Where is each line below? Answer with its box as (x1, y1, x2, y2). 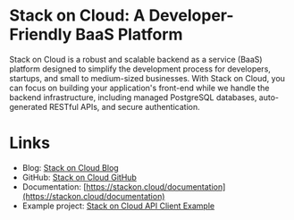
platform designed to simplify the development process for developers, (9, 63, 271, 74)
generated (9, 101, 47, 112)
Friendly (9, 24, 72, 45)
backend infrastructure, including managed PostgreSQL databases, (9, 91, 257, 103)
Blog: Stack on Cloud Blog (21, 162, 119, 173)
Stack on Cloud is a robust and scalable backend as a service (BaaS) (9, 54, 263, 64)
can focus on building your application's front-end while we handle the (9, 82, 270, 93)
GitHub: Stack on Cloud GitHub (21, 172, 137, 182)
